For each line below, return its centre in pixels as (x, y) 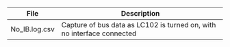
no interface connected (99, 33)
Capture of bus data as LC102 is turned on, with (139, 25)
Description (140, 13)
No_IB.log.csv (33, 29)
